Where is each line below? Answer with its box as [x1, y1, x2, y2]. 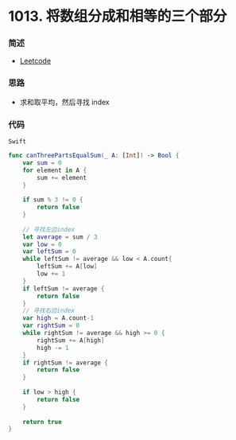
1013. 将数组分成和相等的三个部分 [8, 7, 227, 25]
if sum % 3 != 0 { [22, 196, 83, 204]
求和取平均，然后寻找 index [19, 97, 110, 107]
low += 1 [37, 270, 66, 278]
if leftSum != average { [22, 284, 105, 293]
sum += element [37, 173, 87, 181]
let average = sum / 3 [22, 232, 98, 241]
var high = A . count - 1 [22, 314, 94, 322]
